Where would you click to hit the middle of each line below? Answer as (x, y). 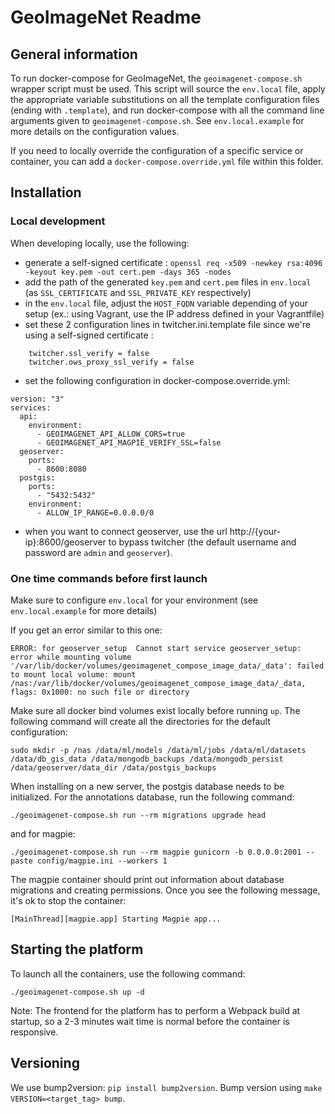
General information (74, 54)
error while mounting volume (71, 657)
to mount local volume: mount (73, 674)
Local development (58, 221)
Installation (46, 192)
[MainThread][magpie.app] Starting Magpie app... (116, 919)
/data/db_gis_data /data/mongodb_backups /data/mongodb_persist (147, 759)
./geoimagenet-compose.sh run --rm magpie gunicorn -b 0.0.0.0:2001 (156, 852)
